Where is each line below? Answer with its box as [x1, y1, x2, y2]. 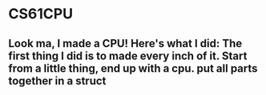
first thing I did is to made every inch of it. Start [8, 49, 248, 62]
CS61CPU [8, 5, 74, 23]
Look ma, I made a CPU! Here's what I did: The [8, 37, 243, 50]
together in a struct [8, 73, 107, 88]
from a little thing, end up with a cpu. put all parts [8, 61, 258, 75]
